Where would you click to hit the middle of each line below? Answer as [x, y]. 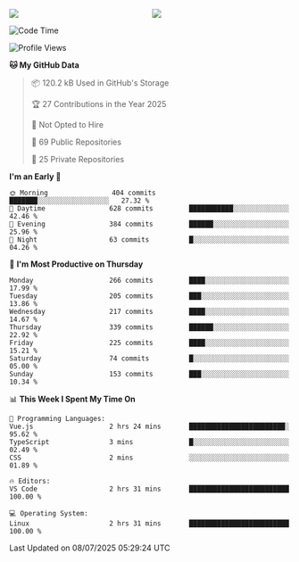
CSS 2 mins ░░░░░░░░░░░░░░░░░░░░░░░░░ [149, 458]
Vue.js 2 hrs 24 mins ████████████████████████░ [149, 426]
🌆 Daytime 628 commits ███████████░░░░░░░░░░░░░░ [149, 209]
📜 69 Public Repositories [76, 142]
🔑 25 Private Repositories [78, 159]
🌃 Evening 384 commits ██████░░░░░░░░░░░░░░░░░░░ [149, 224]
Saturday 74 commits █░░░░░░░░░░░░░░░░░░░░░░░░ [149, 359]
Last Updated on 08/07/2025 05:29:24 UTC [90, 548]
